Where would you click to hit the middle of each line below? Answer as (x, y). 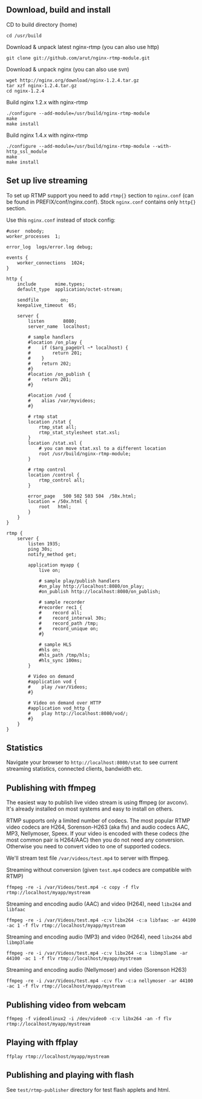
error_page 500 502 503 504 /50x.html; (82, 496)
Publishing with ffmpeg (51, 788)
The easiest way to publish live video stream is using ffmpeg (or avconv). (97, 803)
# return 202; (50, 364)
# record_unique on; (68, 629)
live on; (50, 570)
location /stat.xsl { (55, 443)
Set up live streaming (47, 181)
